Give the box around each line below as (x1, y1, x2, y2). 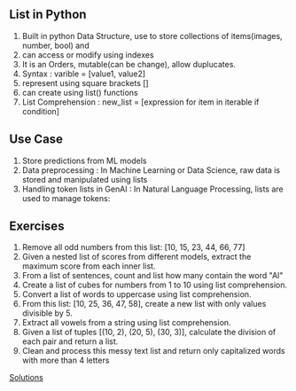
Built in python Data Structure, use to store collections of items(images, (21, 30, 283, 41)
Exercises (9, 219, 65, 234)
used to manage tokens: (21, 192, 111, 203)
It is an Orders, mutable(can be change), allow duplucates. (21, 59, 237, 69)
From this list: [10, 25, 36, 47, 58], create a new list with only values (21, 299, 267, 309)
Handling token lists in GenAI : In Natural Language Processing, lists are (21, 184, 284, 194)
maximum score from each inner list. (21, 261, 156, 271)
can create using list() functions (21, 87, 139, 98)
